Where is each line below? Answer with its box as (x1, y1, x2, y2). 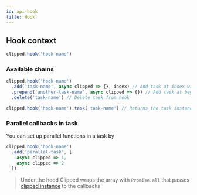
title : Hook (6, 14, 35, 20)
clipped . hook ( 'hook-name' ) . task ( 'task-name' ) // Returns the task (6, 105, 172, 111)
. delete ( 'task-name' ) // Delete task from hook (11, 95, 130, 101)
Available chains (6, 65, 55, 73)
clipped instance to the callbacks (20, 182, 101, 189)
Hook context (6, 36, 57, 46)
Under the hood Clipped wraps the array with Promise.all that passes (20, 176, 189, 183)
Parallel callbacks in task (6, 119, 78, 127)
